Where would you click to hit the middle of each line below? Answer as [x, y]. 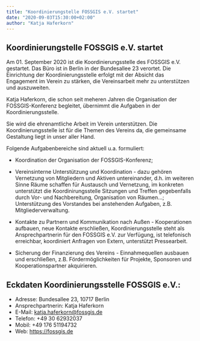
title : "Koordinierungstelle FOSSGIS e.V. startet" [72, 12]
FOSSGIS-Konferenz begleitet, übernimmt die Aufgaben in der [83, 106]
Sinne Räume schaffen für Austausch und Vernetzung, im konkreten [99, 185]
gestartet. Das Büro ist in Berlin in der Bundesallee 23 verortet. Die [89, 69]
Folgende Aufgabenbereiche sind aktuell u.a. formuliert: [75, 148]
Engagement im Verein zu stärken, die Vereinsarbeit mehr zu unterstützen [98, 81]
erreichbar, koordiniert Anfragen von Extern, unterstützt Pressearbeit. [101, 241]
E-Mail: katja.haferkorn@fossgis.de [59, 312]
